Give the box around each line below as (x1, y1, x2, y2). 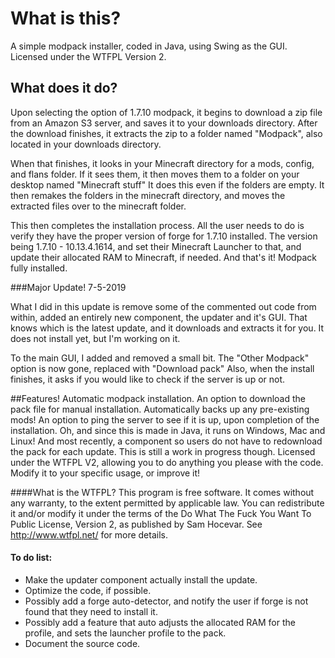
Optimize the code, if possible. (24, 584, 152, 596)
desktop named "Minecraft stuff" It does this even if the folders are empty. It (10, 178, 325, 191)
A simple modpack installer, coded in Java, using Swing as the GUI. (10, 40, 288, 52)
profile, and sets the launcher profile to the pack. (24, 627, 227, 639)
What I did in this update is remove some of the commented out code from (10, 300, 317, 312)
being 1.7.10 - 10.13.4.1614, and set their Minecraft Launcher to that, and (10, 240, 302, 252)
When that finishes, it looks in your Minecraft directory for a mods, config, (10, 157, 315, 169)
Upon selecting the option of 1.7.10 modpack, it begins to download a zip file (10, 106, 323, 118)
